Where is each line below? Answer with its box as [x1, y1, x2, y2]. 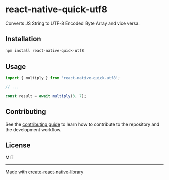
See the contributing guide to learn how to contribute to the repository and [5, 121, 160, 127]
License [5, 141, 31, 150]
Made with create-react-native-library [5, 169, 84, 175]
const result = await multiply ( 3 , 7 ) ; [5, 94, 87, 99]
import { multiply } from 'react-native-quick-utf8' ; [5, 76, 121, 81]
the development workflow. [5, 126, 62, 132]
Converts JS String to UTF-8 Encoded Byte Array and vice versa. [5, 20, 140, 26]
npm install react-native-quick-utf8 [5, 48, 84, 53]
